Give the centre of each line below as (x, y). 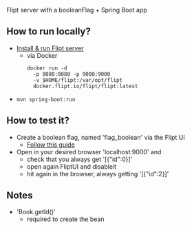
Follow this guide (51, 145)
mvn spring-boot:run (46, 99)
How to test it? (38, 121)
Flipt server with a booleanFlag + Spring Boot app (77, 10)
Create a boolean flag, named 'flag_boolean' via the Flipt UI (100, 137)
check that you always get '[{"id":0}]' (79, 159)
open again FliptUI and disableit (72, 166)
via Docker (42, 55)
